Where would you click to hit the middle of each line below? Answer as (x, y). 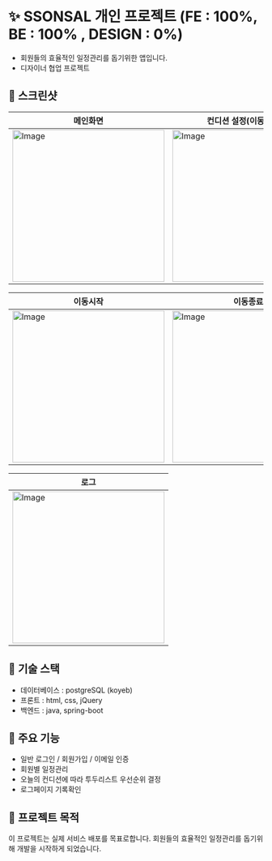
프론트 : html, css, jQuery (61, 700)
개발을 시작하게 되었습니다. (59, 849)
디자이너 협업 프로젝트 (55, 68)
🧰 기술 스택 (34, 669)
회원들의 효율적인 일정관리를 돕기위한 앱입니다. (94, 58)
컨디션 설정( (228, 121)
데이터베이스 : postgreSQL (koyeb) (76, 690)
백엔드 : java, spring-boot (62, 710)
